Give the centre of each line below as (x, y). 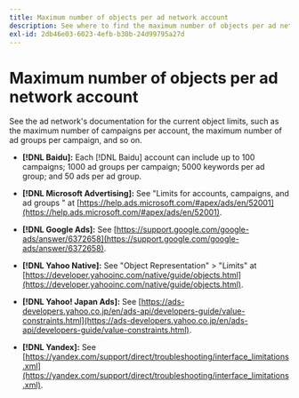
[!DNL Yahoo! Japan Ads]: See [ (82, 302)
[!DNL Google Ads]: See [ (69, 230)
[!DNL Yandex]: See (59, 347)
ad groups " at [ (51, 203)
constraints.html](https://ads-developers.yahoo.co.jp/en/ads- (135, 321)
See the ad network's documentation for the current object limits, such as (144, 122)
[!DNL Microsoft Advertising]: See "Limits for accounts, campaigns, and (155, 194)
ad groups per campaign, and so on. (76, 140)
